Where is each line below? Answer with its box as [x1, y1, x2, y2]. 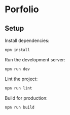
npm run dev [5, 66, 30, 72]
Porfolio [5, 4, 39, 15]
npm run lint [5, 85, 32, 90]
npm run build [5, 105, 35, 110]
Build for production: [5, 95, 48, 101]
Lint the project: [5, 76, 38, 82]
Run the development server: [5, 56, 65, 62]
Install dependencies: [5, 37, 50, 43]
